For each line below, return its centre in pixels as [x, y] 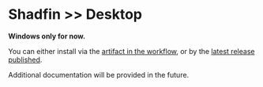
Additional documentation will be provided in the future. [99, 74]
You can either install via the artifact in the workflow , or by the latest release [131, 51]
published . [25, 60]
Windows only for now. [47, 36]
